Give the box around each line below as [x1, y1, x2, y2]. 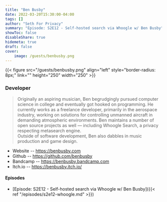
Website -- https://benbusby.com [12, 147, 81, 154]
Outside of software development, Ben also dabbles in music [17, 133, 142, 139]
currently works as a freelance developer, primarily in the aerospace [17, 106, 158, 112]
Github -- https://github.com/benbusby [12, 153, 93, 159]
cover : [5, 49, 19, 54]
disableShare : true [5, 35, 46, 40]
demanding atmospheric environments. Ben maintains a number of [17, 117, 154, 123]
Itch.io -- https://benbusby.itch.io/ [12, 163, 82, 169]
